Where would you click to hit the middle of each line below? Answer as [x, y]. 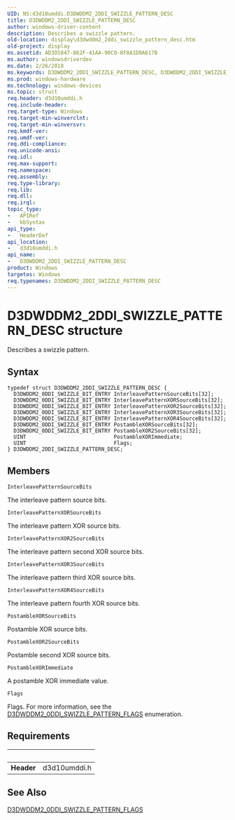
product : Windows [33, 268]
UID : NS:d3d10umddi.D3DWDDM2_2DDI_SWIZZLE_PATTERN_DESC [90, 14]
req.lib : [20, 190]
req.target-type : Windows [45, 111]
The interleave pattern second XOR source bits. [76, 552]
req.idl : [20, 157]
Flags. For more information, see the [59, 707]
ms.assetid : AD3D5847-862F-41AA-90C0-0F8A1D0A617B [83, 53]
